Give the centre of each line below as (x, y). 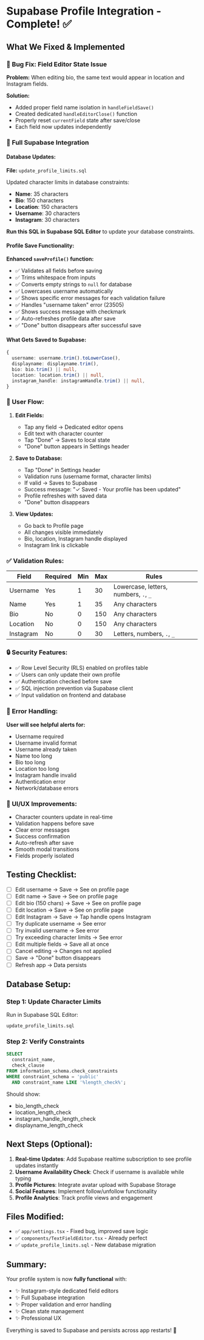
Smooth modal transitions (47, 849)
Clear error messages (42, 830)
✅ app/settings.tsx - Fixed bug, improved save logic (82, 1231)
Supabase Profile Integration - (84, 11)
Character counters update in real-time (64, 817)
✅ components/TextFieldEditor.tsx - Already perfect (81, 1238)
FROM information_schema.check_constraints (62, 1071)
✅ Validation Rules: (35, 561)
